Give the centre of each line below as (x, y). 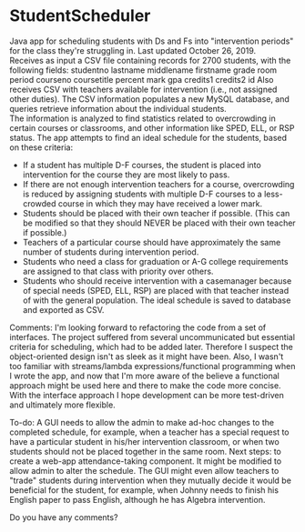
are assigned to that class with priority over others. (118, 271)
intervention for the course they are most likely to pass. (126, 175)
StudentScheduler (80, 16)
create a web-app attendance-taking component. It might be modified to (146, 461)
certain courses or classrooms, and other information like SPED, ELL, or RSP (152, 127)
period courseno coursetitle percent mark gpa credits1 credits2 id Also (142, 79)
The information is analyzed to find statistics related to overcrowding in (142, 118)
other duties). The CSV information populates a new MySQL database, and (149, 99)
